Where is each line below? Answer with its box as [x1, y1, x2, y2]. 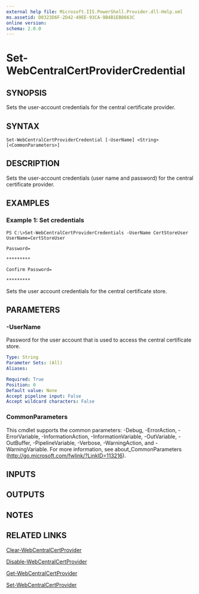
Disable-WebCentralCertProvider [6, 558, 88, 565]
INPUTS [6, 469, 36, 480]
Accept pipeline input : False [6, 393, 82, 399]
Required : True [6, 376, 44, 382]
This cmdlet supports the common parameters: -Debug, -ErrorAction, [6, 426, 177, 433]
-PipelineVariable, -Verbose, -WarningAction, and [32, 439, 154, 447]
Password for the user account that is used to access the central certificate [6, 336, 192, 343]
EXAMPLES [6, 198, 50, 209]
